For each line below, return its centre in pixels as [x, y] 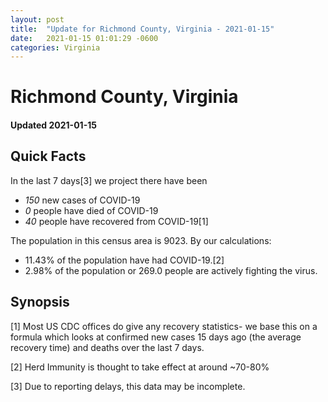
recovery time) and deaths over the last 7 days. [107, 347]
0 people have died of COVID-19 [91, 210]
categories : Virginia [55, 47]
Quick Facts [48, 156]
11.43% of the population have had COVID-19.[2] [124, 260]
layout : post [37, 19]
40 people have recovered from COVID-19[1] [116, 221]
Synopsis [40, 302]
